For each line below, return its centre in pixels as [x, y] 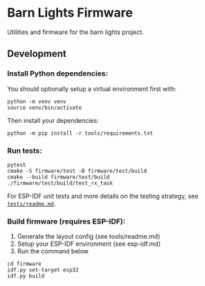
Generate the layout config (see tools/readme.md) [89, 237]
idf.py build [26, 276]
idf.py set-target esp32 [43, 270]
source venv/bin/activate [44, 108]
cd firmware [24, 264]
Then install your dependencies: [53, 120]
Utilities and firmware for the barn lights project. [75, 32]
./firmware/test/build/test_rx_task [60, 183]
